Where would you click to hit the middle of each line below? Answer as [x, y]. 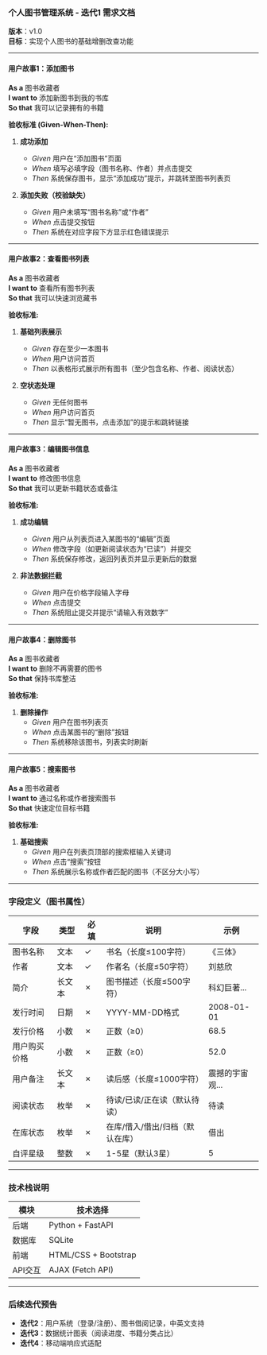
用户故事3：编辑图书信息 [49, 449]
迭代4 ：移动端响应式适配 [60, 1343]
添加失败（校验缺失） [54, 195]
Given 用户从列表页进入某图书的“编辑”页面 [101, 539]
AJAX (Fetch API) [81, 1269]
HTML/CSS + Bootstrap [93, 1255]
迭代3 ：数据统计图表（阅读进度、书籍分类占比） [99, 1334]
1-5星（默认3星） [140, 1153]
